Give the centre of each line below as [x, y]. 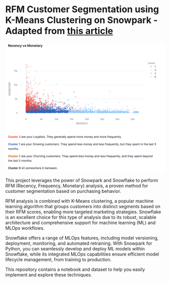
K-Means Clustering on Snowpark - [81, 20]
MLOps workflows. [25, 228]
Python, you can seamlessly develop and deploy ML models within [75, 249]
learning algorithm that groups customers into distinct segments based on [83, 207]
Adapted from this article [59, 31]
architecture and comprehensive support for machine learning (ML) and [81, 223]
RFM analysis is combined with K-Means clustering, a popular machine [79, 201]
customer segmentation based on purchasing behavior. [63, 191]
